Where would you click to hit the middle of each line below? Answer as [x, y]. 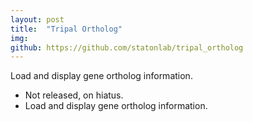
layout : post [37, 19]
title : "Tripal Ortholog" [66, 29]
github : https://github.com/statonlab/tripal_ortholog [127, 47]
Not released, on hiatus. [74, 95]
